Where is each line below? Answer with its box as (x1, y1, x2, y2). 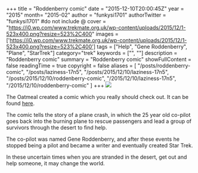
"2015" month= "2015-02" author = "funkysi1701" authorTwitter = (6, 11, 166, 18)
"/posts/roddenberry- (137, 62, 191, 69)
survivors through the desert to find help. (6, 124, 107, 131)
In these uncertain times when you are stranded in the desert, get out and (6, 153, 187, 160)
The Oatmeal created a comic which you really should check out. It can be (6, 94, 189, 100)
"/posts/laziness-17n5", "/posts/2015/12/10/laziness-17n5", (26, 69, 169, 75)
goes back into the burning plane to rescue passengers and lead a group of (6, 118, 192, 125)
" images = (91, 30, 119, 38)
